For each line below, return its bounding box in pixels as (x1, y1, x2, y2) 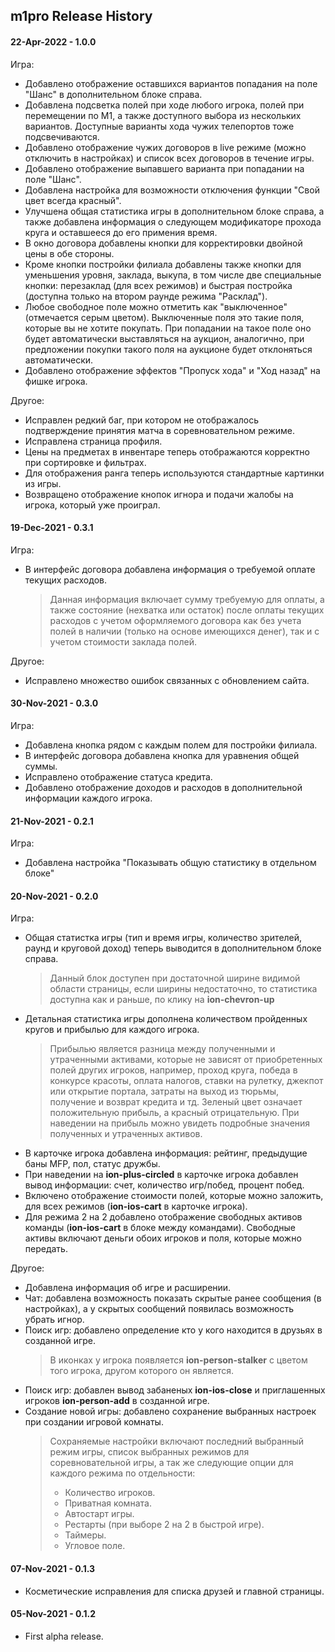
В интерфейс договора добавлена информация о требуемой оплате (24, 563, 316, 575)
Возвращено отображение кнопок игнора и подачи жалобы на (24, 488, 294, 500)
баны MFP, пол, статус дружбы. (24, 1158, 161, 1170)
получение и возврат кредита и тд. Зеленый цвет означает (49, 1096, 303, 1108)
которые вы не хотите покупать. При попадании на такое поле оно (24, 322, 312, 334)
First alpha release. (24, 1630, 104, 1642)
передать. (24, 1243, 68, 1255)
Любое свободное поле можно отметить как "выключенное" (24, 300, 288, 313)
